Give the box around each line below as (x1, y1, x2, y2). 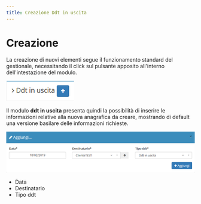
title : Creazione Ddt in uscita (6, 10, 87, 16)
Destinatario (14, 185, 45, 192)
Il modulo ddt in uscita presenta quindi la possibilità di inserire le (6, 106, 166, 114)
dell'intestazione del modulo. (6, 69, 78, 76)
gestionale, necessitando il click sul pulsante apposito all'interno (6, 62, 165, 69)
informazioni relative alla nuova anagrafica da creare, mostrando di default (6, 113, 190, 120)
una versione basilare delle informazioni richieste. (6, 120, 129, 127)
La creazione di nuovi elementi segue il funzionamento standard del (6, 56, 173, 63)
